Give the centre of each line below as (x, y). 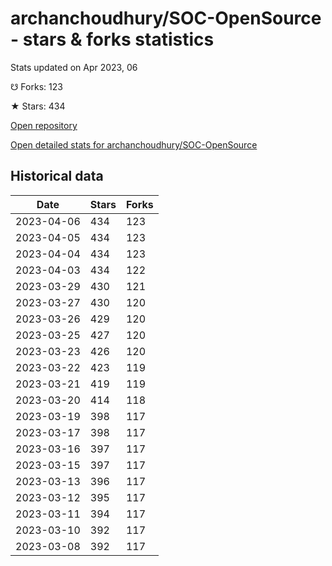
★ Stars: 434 (38, 106)
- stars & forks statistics (112, 39)
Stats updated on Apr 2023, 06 (74, 67)
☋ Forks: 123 (36, 86)
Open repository (44, 125)
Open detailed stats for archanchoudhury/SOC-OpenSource (134, 144)
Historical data (57, 176)
